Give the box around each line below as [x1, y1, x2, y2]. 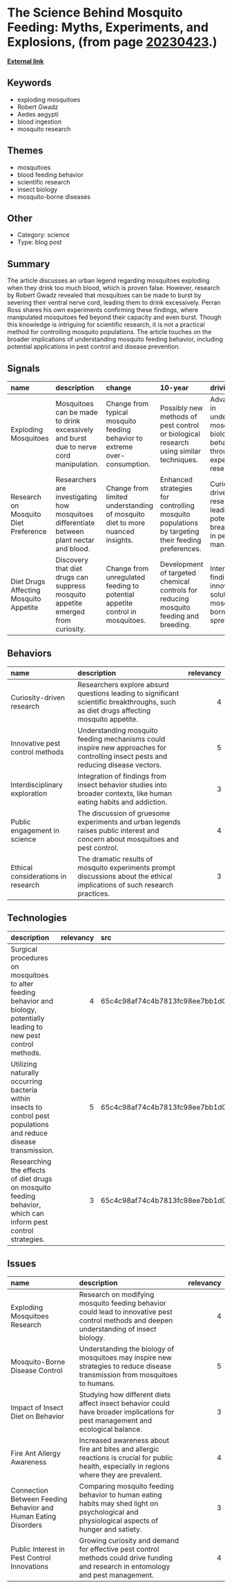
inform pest [10, 1217, 48, 1226]
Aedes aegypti [17, 110, 59, 118]
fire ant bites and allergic [79, 1445, 159, 1454]
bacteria [10, 1085, 38, 1095]
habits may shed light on [79, 1499, 159, 1508]
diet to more [106, 518, 146, 528]
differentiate [55, 518, 95, 528]
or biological [159, 430, 200, 439]
